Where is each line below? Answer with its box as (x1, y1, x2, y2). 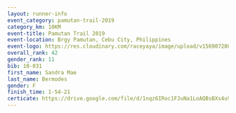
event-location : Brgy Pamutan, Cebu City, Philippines (7, 36, 171, 44)
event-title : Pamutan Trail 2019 (7, 29, 105, 37)
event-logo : (7, 43, 42, 50)
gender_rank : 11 (7, 56, 55, 63)
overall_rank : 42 (7, 50, 58, 57)
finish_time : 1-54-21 (7, 88, 71, 95)
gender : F (7, 82, 37, 89)
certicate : (7, 95, 39, 102)
